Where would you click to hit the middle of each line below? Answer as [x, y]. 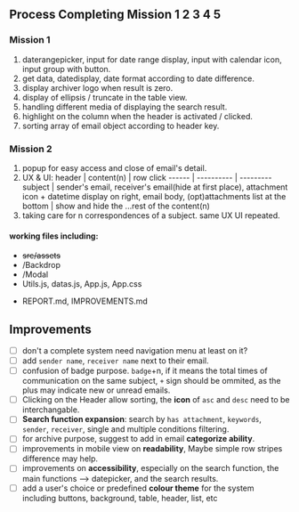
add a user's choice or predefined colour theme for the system [138, 488]
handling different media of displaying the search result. [125, 107]
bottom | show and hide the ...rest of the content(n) [116, 206]
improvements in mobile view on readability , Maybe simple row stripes [152, 449]
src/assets [41, 256]
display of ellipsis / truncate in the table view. [105, 97]
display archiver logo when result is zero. [97, 87]
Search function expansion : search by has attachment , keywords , [142, 419]
